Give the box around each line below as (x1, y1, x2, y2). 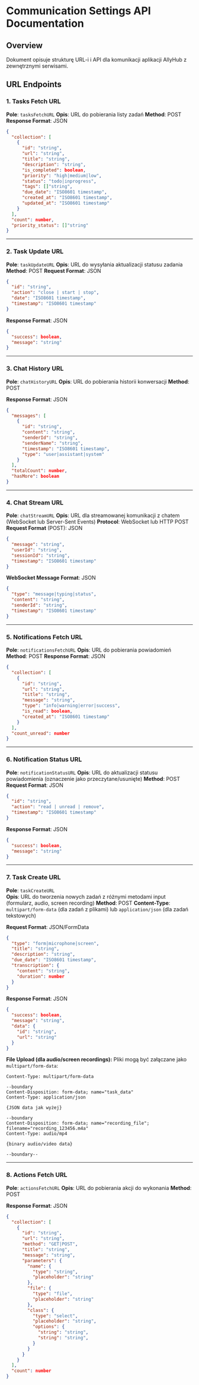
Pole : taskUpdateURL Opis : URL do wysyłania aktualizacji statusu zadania (6, 261, 183, 268)
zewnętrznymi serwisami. (6, 62, 69, 69)
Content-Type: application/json (6, 1094, 86, 1100)
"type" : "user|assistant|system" (21, 451, 105, 457)
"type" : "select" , (32, 1313, 78, 1319)
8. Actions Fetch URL (6, 1171, 68, 1179)
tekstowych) (6, 912, 37, 919)
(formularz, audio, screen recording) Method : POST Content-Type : (6, 899, 171, 907)
